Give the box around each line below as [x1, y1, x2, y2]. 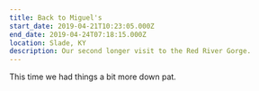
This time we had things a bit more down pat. [9, 71, 177, 82]
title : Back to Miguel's [9, 13, 103, 23]
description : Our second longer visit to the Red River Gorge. [9, 47, 252, 56]
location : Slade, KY [9, 38, 87, 48]
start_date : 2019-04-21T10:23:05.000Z [9, 22, 155, 31]
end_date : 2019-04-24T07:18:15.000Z [9, 30, 147, 39]
